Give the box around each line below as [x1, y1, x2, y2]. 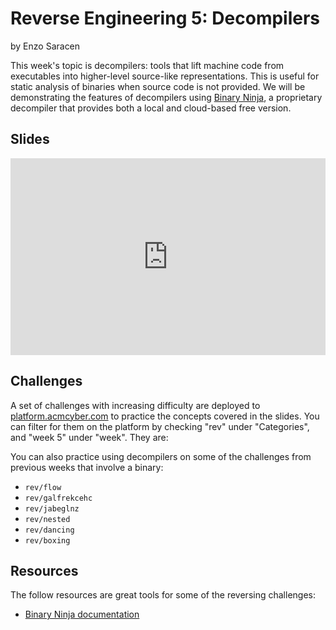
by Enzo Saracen [10, 40, 81, 52]
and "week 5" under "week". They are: [10, 431, 169, 443]
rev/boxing [24, 535, 71, 546]
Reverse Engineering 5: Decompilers [10, 7, 321, 30]
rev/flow [24, 482, 62, 492]
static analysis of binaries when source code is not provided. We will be [10, 80, 306, 92]
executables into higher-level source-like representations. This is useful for [10, 70, 320, 82]
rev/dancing [24, 525, 75, 535]
